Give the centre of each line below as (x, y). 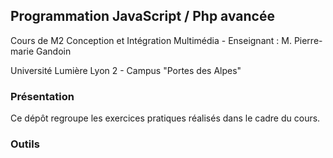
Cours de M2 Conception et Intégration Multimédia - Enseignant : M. (151, 40)
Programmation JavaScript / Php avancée (142, 16)
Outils (25, 144)
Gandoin (54, 51)
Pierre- (308, 40)
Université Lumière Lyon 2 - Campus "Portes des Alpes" (126, 70)
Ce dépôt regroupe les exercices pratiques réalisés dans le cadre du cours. (165, 118)
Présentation (42, 96)
